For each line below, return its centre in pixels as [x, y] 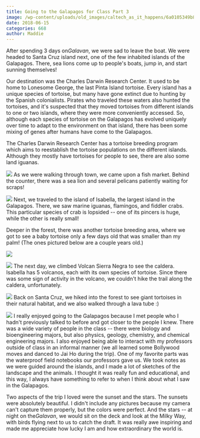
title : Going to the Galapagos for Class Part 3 [68, 12]
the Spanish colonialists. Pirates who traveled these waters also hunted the [98, 100]
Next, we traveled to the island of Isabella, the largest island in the [94, 199]
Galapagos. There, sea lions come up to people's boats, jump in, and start [97, 64]
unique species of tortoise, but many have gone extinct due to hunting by [96, 94]
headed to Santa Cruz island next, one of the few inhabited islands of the [96, 57]
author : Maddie [25, 34]
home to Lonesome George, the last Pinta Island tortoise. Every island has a [99, 87]
